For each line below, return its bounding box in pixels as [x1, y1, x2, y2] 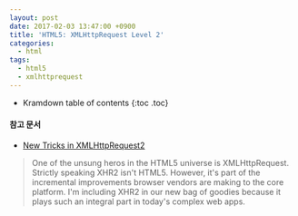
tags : [9, 55, 30, 64]
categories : [9, 38, 55, 48]
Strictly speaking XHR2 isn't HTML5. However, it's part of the [31, 167, 261, 178]
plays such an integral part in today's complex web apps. [31, 196, 245, 207]
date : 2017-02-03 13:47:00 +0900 [9, 22, 136, 31]
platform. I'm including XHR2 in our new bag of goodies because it [31, 186, 282, 197]
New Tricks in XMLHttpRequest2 [22, 140, 145, 151]
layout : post [9, 13, 59, 23]
